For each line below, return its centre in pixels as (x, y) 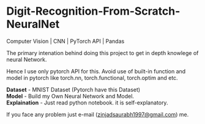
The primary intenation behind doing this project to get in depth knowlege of (102, 53)
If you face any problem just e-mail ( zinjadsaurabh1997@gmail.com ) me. (98, 114)
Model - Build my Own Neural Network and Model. (70, 96)
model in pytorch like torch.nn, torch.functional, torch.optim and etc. (92, 78)
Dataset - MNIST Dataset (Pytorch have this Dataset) (73, 89)
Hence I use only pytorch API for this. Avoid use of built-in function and (96, 71)
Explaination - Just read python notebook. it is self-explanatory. (87, 103)
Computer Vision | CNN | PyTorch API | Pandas (65, 41)
